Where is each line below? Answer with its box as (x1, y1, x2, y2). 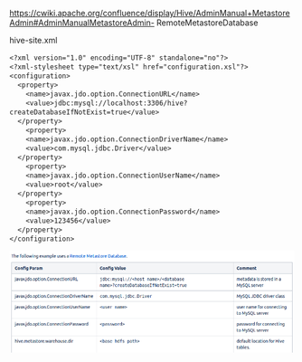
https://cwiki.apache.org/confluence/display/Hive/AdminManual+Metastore (9, 8, 291, 18)
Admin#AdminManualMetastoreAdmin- (9, 17, 156, 28)
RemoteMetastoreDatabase (156, 17, 259, 28)
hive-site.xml (9, 35, 58, 45)
